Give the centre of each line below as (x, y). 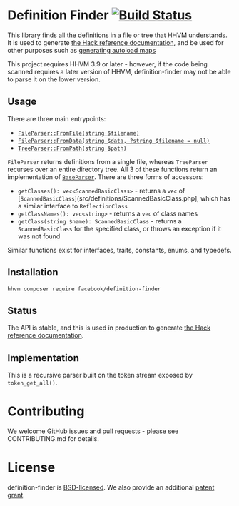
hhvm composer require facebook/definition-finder (84, 289)
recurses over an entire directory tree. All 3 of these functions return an (112, 169)
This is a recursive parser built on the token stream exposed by (100, 375)
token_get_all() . (32, 383)
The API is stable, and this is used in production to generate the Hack (109, 328)
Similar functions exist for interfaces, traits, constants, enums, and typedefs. (119, 250)
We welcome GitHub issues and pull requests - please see (93, 431)
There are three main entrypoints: (57, 118)
